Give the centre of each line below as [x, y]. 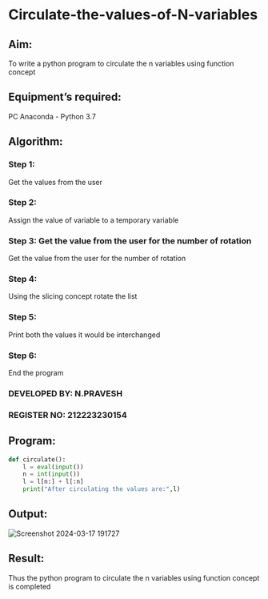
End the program [36, 372]
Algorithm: [36, 142]
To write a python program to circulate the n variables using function [121, 63]
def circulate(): [37, 459]
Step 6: [23, 356]
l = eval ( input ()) [53, 467]
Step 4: [23, 279]
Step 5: [23, 317]
